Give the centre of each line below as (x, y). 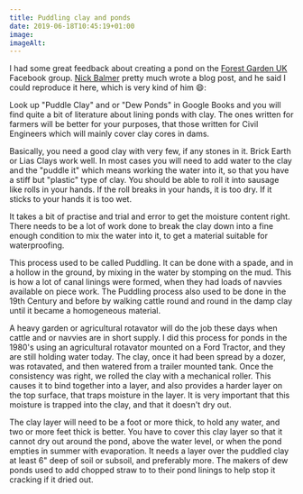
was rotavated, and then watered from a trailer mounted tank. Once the (142, 367)
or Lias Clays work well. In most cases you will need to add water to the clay (151, 161)
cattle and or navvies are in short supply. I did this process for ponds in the (148, 338)
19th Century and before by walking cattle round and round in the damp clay (151, 301)
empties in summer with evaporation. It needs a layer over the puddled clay (149, 451)
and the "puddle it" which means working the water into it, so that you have (149, 170)
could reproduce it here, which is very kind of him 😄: (108, 87)
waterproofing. (37, 245)
